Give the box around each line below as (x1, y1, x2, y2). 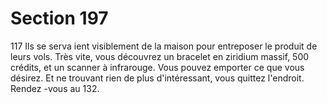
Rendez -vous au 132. (10, 82, 100, 94)
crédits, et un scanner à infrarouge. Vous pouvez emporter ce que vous (10, 61, 305, 73)
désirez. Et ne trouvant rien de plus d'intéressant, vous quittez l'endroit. (10, 72, 305, 84)
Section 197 (10, 7, 109, 30)
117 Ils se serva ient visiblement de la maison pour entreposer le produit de (10, 40, 318, 52)
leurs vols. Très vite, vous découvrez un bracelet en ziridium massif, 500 (10, 50, 310, 62)
